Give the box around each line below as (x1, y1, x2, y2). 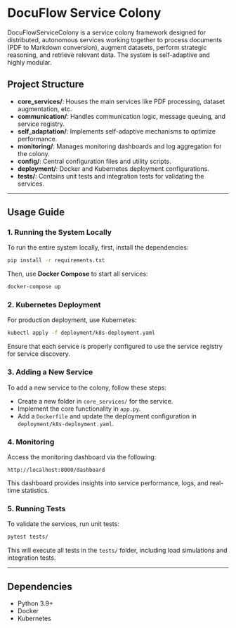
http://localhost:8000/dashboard (7, 466, 105, 473)
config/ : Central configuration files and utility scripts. (17, 157, 171, 165)
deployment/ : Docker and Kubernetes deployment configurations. (17, 164, 209, 173)
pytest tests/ (7, 533, 49, 541)
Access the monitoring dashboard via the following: (7, 452, 157, 461)
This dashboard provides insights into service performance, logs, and (7, 478, 209, 487)
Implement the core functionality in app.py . (17, 404, 141, 413)
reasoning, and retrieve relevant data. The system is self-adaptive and (7, 51, 211, 59)
